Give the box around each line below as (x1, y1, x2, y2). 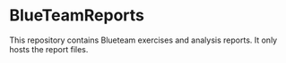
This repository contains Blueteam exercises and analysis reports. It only (9, 35, 278, 45)
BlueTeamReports (9, 5, 145, 26)
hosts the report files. (9, 43, 89, 54)
